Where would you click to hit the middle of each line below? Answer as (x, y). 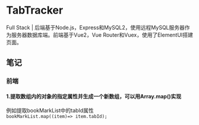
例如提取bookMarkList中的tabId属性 (50, 111)
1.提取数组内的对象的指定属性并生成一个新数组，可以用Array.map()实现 (94, 96)
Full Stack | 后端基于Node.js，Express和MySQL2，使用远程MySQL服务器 (96, 27)
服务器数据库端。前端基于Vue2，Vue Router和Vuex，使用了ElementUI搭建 (102, 35)
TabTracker (35, 10)
